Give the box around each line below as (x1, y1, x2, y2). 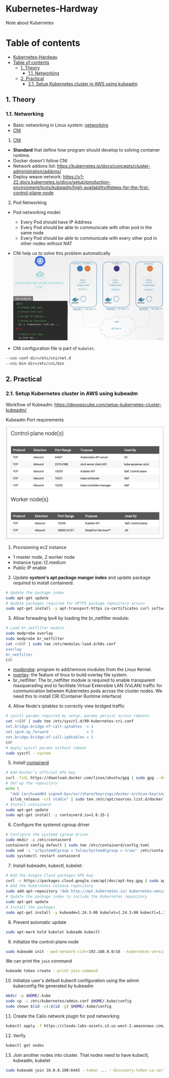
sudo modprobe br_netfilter (6, 636, 65, 641)
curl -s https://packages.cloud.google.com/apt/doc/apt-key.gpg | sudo (6, 878, 158, 883)
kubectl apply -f (6, 1023, 42, 1028)
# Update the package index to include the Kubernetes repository (6, 894, 147, 899)
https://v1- (63, 173, 85, 179)
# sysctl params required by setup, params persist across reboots (6, 713, 150, 718)
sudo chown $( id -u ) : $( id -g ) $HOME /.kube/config (6, 1004, 112, 1009)
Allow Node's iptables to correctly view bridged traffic (13, 703, 125, 709)
